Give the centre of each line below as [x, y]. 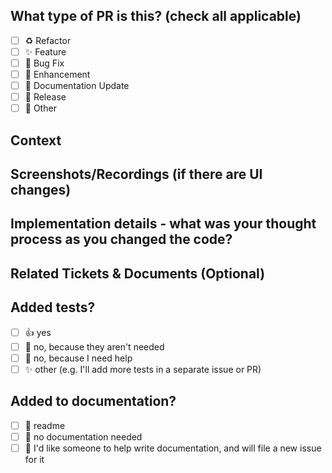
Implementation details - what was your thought [163, 224]
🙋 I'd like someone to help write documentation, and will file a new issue [173, 448]
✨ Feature [45, 51]
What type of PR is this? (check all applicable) [156, 16]
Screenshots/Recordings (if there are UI [136, 174]
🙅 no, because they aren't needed [94, 346]
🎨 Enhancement [57, 74]
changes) [41, 190]
